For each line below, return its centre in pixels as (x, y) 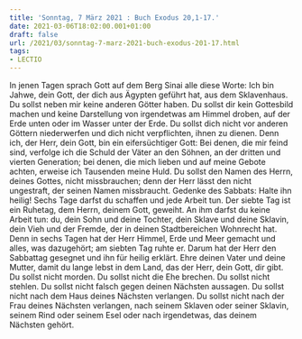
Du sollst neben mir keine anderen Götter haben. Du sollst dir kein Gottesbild (151, 104)
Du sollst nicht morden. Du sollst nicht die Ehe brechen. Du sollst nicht (140, 277)
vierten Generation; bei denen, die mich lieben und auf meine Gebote (137, 162)
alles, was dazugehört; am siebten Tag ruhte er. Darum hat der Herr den (143, 248)
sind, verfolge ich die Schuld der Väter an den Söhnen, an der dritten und (145, 152)
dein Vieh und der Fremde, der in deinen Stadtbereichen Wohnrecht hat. (143, 229)
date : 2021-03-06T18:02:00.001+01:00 (80, 26)
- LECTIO (26, 60)
